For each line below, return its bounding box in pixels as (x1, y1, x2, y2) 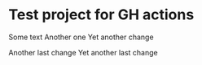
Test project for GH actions (8, 6, 195, 24)
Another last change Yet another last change (8, 47, 158, 57)
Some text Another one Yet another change (8, 32, 154, 42)
